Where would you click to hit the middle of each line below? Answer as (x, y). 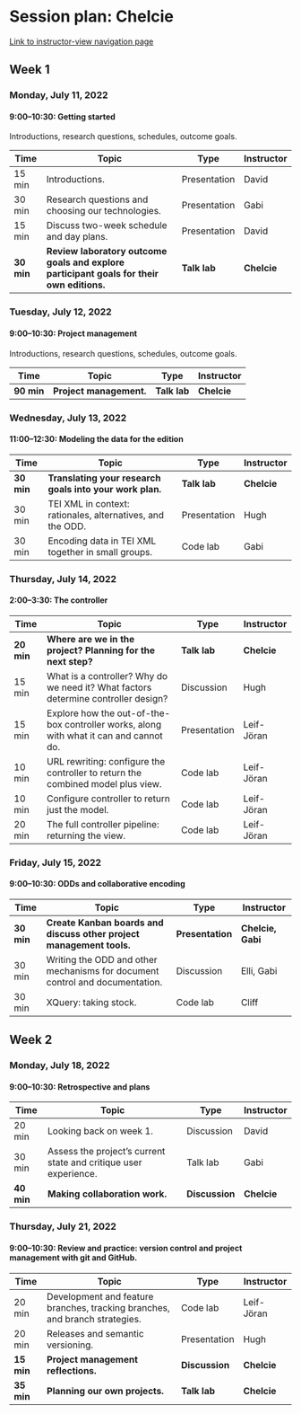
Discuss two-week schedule (107, 225)
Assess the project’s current (107, 1152)
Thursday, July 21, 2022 (63, 1226)
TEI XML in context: (89, 503)
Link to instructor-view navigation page (82, 41)
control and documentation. (104, 982)
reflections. (71, 1370)
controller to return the (94, 773)
